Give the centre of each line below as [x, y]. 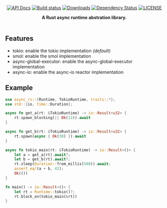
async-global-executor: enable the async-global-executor [72, 61]
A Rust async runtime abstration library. [84, 17]
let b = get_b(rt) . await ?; [42, 159]
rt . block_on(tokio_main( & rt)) [46, 196]
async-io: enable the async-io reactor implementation [68, 72]
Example [19, 88]
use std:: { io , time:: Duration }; [39, 104]
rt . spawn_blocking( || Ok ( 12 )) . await [53, 118]
